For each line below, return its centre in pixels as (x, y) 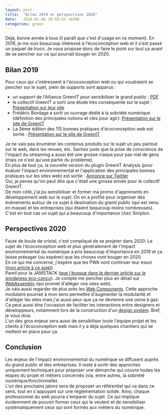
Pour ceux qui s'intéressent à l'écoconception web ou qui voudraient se (79, 82)
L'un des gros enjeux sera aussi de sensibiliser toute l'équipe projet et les (81, 321)
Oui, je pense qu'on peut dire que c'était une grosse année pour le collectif (82, 181)
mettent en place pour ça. (32, 331)
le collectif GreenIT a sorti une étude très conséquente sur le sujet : (82, 102)
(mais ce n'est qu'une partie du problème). (49, 160)
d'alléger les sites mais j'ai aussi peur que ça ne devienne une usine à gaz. (82, 299)
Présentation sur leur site (38, 108)
